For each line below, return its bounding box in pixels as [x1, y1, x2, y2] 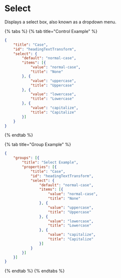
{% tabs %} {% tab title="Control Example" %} [4, 28, 98, 34]
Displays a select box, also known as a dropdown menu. [4, 19, 117, 25]
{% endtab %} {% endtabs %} [4, 268, 65, 274]
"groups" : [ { [13, 156, 40, 161]
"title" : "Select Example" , [22, 160, 78, 165]
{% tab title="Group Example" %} [4, 142, 71, 147]
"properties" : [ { [22, 164, 57, 170]
